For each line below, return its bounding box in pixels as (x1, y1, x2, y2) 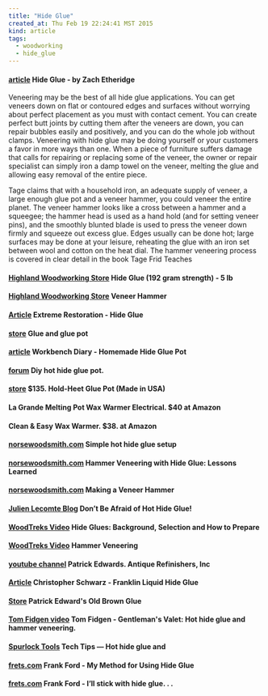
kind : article (8, 27, 57, 35)
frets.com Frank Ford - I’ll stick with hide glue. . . (8, 679, 174, 689)
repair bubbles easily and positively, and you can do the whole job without (8, 127, 256, 137)
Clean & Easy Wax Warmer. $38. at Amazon (8, 421, 157, 431)
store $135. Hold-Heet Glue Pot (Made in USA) (8, 384, 165, 393)
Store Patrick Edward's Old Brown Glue (8, 596, 142, 605)
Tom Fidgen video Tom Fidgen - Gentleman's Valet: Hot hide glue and (8, 614, 246, 624)
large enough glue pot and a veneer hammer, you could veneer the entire (8, 194, 252, 204)
